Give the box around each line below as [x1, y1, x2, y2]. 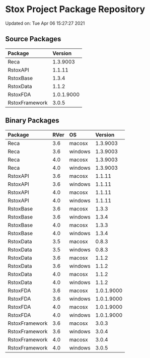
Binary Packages [5, 116, 59, 125]
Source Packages [5, 35, 61, 43]
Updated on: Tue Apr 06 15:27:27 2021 [5, 20, 85, 26]
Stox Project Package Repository [5, 4, 145, 15]
